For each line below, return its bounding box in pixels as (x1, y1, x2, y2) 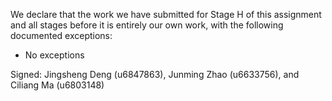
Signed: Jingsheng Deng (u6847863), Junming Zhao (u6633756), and (10, 69, 300, 80)
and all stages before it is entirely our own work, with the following (10, 19, 284, 31)
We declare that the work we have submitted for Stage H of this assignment (10, 9, 322, 20)
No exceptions (24, 49, 85, 61)
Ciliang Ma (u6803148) (10, 79, 105, 91)
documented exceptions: (10, 30, 113, 41)
